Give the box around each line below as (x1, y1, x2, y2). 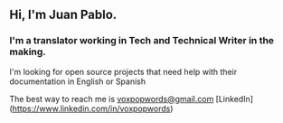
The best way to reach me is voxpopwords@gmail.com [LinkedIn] (9, 93, 254, 104)
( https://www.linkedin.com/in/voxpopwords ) (9, 103, 174, 114)
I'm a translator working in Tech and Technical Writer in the (9, 34, 274, 47)
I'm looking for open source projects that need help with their (9, 66, 238, 77)
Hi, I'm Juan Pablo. (9, 7, 118, 23)
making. (9, 45, 47, 58)
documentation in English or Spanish (9, 76, 146, 87)
